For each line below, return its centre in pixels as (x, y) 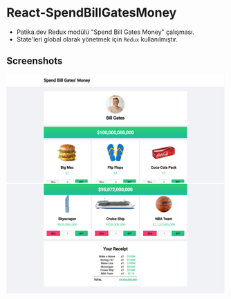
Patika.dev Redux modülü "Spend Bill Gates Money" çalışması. (105, 32)
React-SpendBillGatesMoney (92, 13)
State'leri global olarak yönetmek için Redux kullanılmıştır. (97, 39)
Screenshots (35, 61)
